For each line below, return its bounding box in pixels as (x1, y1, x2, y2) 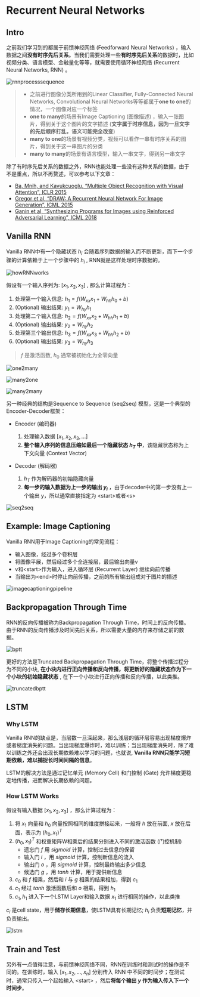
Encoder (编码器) (14, 420, 57, 427)
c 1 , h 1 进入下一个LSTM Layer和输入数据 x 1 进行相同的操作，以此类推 (14, 893, 180, 902)
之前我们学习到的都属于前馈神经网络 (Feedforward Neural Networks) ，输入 (6, 44, 192, 51)
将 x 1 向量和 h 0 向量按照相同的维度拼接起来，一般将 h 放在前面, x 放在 (14, 820, 186, 829)
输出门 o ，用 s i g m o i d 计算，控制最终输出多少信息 (23, 861, 146, 868)
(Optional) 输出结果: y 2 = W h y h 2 (14, 320, 93, 329)
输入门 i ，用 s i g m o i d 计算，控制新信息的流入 (23, 854, 134, 861)
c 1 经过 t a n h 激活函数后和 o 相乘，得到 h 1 (14, 884, 116, 893)
